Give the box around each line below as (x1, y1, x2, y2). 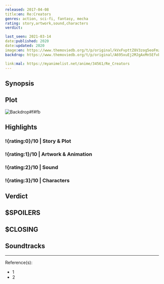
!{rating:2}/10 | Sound (5, 164, 59, 171)
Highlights (5, 123, 38, 131)
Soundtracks (5, 242, 45, 250)
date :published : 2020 (5, 39, 49, 44)
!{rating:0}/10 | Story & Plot (5, 137, 71, 144)
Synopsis (5, 79, 34, 87)
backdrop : (5, 52, 25, 57)
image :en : (5, 47, 25, 53)
